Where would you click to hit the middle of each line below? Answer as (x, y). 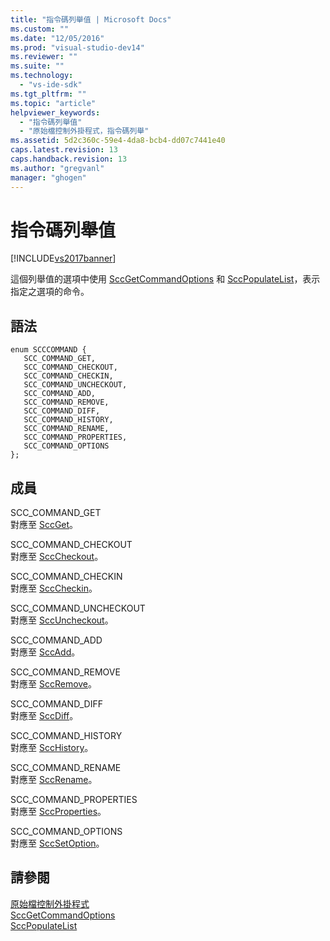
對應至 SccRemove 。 (54, 684)
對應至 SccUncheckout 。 (62, 620)
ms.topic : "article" (53, 103)
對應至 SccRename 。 (54, 780)
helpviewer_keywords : (55, 112)
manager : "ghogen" (48, 177)
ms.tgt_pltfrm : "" (48, 94)
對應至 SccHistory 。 (52, 748)
